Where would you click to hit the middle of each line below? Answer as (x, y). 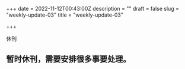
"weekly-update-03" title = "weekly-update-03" (65, 15)
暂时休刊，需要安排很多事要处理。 (68, 59)
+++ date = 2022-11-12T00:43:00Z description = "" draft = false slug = (93, 9)
